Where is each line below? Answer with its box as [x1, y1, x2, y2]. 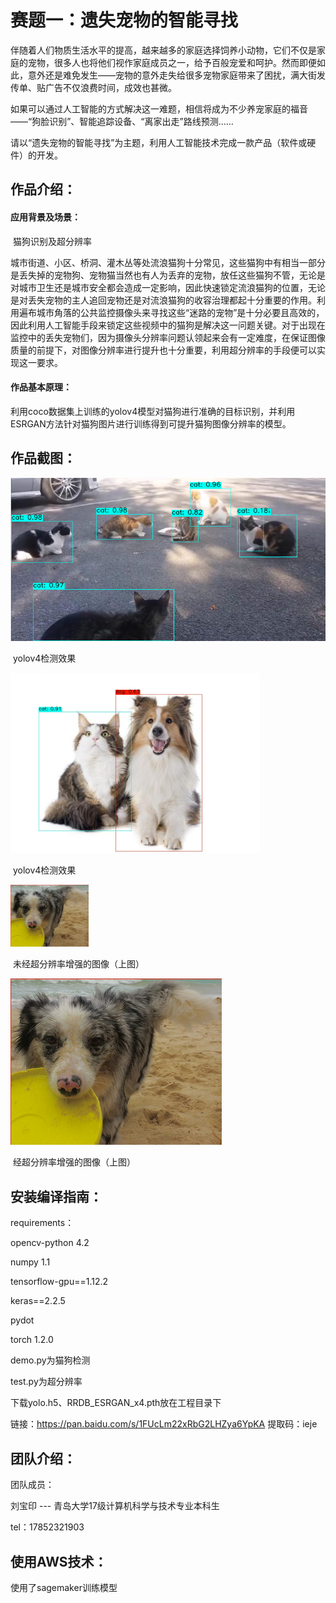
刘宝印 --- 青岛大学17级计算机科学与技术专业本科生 [10, 1500, 220, 1512]
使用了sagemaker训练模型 [10, 1581, 118, 1593]
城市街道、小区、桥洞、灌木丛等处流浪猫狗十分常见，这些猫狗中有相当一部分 [10, 256, 326, 268]
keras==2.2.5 [10, 1295, 66, 1307]
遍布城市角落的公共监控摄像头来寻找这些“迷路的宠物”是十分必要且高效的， [18, 306, 325, 318]
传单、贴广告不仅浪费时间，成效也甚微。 [10, 81, 177, 93]
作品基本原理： [10, 381, 72, 393]
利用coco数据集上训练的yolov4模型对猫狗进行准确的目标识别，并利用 [10, 405, 296, 417]
